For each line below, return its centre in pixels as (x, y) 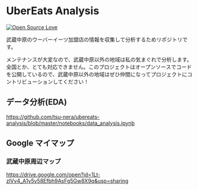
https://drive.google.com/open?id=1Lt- (53, 175)
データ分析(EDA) (36, 102)
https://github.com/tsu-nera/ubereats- (53, 117)
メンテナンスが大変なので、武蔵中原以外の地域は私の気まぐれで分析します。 (99, 59)
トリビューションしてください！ (50, 82)
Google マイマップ (40, 143)
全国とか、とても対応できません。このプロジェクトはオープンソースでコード (99, 67)
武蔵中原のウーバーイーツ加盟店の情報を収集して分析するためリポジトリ (94, 39)
